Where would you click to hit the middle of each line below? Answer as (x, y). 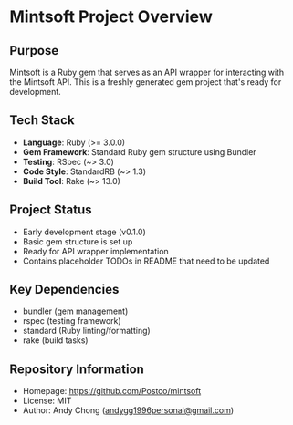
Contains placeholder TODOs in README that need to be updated (146, 261)
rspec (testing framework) (72, 321)
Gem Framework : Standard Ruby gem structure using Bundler (140, 151)
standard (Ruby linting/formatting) (86, 331)
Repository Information (77, 369)
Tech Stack (42, 120)
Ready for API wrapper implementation (95, 251)
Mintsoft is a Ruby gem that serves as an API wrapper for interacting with (147, 72)
